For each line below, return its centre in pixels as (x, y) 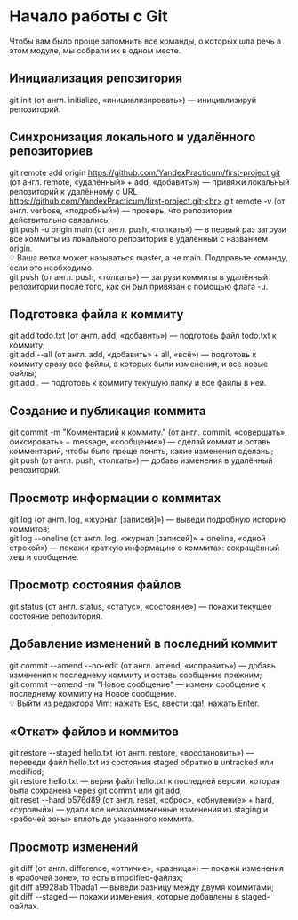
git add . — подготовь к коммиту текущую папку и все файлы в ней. (138, 383)
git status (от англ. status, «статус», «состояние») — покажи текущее (141, 606)
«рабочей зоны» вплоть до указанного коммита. (102, 819)
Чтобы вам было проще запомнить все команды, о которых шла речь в (145, 41)
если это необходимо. (52, 268)
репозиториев (51, 152)
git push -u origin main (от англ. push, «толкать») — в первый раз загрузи (148, 229)
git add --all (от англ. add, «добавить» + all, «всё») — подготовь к (133, 355)
